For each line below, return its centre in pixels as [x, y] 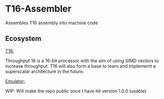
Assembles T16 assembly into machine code [52, 23]
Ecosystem [23, 39]
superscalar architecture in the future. [45, 71]
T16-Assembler [38, 9]
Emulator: [15, 81]
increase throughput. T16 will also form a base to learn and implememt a [80, 66]
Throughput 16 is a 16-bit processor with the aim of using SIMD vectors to [82, 61]
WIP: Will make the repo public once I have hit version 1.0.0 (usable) [76, 91]
